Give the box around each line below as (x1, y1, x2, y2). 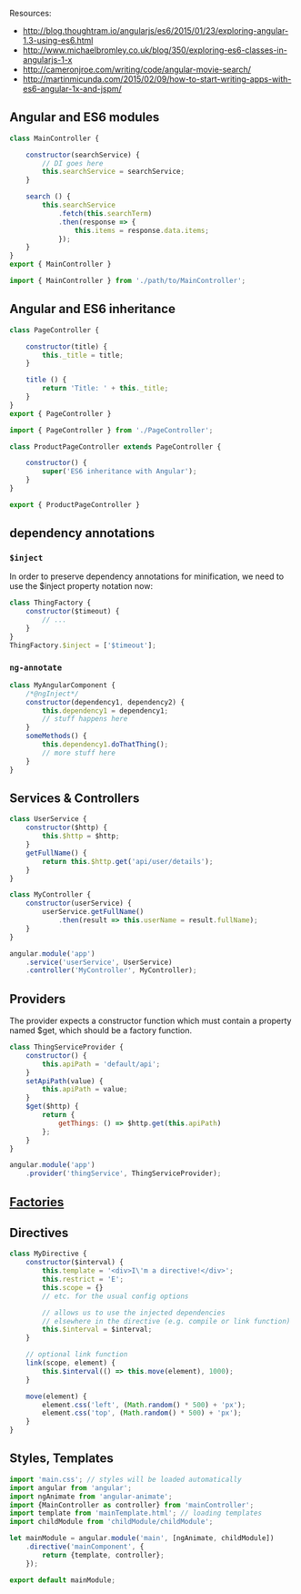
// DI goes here (42, 158, 104, 168)
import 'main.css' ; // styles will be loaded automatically (9, 1475, 243, 1484)
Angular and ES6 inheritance (9, 301, 176, 317)
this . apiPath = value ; (42, 1085, 128, 1094)
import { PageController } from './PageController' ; (9, 425, 214, 435)
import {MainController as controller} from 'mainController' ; (9, 1500, 255, 1509)
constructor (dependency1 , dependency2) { (25, 697, 185, 706)
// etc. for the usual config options (42, 1292, 189, 1301)
